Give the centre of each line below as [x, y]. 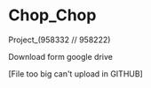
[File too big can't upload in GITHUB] [75, 73]
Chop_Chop [52, 15]
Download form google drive [60, 56]
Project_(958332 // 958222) [60, 40]
